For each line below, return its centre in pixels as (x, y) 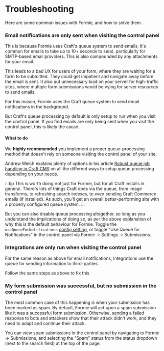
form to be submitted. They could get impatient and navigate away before (79, 77)
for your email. (20, 62)
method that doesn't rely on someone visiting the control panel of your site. (81, 154)
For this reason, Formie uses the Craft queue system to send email (72, 102)
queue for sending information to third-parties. (52, 263)
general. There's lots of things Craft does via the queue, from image (73, 189)
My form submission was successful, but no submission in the (81, 286)
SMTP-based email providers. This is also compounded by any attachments (82, 56)
